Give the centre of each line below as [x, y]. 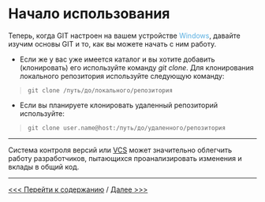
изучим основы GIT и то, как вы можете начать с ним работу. [112, 43]
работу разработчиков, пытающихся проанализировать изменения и [125, 158]
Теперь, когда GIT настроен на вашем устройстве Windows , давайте [124, 36]
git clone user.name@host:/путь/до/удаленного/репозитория [127, 128]
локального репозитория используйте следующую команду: [122, 76]
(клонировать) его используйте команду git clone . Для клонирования [136, 67]
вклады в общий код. [44, 166]
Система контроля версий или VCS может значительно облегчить [120, 150]
